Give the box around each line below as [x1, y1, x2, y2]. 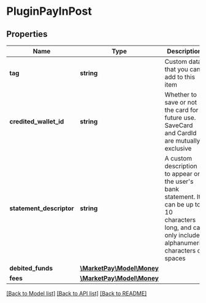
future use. [164, 114, 196, 122]
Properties [6, 29, 48, 39]
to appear [164, 170, 193, 178]
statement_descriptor [9, 204, 75, 213]
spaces [164, 254, 186, 262]
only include [164, 231, 200, 239]
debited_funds [9, 264, 53, 272]
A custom [164, 154, 193, 162]
